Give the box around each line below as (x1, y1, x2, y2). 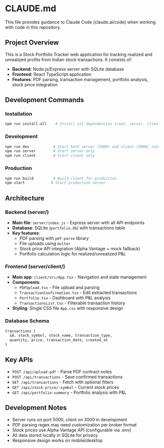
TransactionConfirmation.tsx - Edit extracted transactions (19, 290, 137, 296)
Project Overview (5, 39, 59, 47)
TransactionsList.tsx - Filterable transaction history (19, 300, 125, 306)
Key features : (12, 230, 41, 236)
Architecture (5, 194, 45, 202)
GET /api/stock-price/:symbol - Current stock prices (12, 384, 120, 390)
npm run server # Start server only (5, 149, 95, 154)
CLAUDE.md (5, 3, 57, 14)
